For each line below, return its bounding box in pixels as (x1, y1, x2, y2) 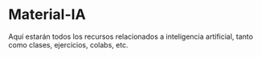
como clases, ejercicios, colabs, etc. (8, 40, 128, 49)
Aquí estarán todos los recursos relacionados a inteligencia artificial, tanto (8, 32, 254, 41)
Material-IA (8, 6, 86, 24)
